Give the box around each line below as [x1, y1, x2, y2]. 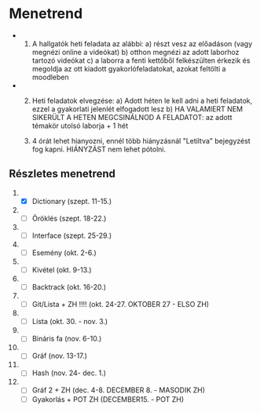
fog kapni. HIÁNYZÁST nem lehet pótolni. [31, 144, 167, 154]
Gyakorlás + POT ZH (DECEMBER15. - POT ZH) [31, 394, 185, 404]
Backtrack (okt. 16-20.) [31, 283, 107, 292]
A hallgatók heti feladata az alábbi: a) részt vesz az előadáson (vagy [31, 38, 253, 48]
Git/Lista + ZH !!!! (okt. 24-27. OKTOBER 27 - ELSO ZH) [31, 300, 210, 309]
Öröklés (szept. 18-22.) [31, 213, 107, 223]
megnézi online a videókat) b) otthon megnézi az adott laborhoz [31, 47, 240, 57]
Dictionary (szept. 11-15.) [31, 196, 112, 206]
